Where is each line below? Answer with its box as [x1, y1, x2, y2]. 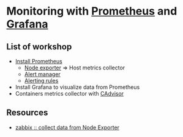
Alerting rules [24, 77, 59, 84]
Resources [6, 108, 48, 118]
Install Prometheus [15, 58, 62, 65]
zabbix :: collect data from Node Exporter [15, 124, 120, 131]
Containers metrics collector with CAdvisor [15, 90, 124, 97]
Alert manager [24, 71, 61, 77]
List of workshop [6, 41, 72, 52]
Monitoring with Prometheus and [6, 4, 177, 18]
